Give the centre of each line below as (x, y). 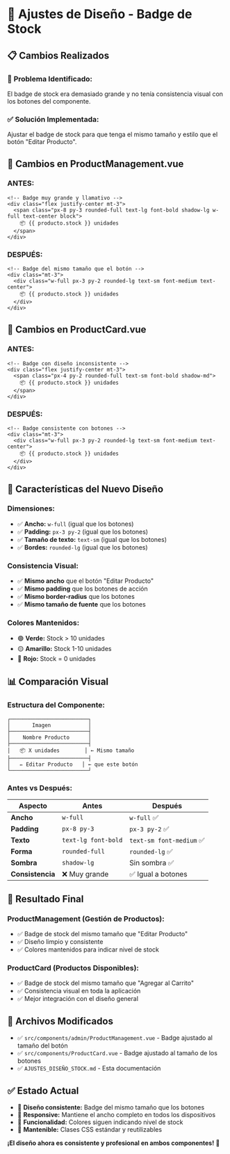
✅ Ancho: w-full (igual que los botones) (75, 524)
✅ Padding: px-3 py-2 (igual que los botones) (82, 531)
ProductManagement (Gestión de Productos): (86, 919)
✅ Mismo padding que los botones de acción (82, 589)
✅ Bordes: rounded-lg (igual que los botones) (82, 547)
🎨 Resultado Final (46, 899)
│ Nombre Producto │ (49, 738)
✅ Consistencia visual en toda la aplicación (79, 991)
